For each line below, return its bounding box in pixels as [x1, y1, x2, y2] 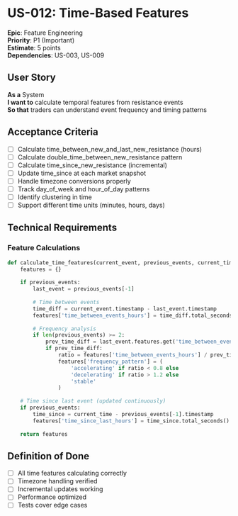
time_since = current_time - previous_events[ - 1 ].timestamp [33, 410, 214, 417]
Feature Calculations [7, 243, 81, 253]
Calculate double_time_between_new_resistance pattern [17, 152, 183, 161]
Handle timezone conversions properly [17, 176, 131, 185]
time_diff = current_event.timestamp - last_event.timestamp [33, 305, 217, 313]
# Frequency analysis [33, 325, 97, 332]
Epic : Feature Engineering [7, 28, 84, 37]
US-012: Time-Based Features [7, 5, 189, 21]
